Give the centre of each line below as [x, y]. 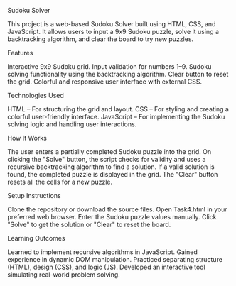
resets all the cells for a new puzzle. [60, 182]
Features [20, 53]
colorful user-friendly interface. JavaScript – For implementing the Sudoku [116, 117]
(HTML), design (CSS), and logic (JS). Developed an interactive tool [106, 267]
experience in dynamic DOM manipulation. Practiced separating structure [115, 259]
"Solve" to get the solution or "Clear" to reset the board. [89, 224]
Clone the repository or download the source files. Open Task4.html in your [117, 209]
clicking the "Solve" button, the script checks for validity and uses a [107, 159]
